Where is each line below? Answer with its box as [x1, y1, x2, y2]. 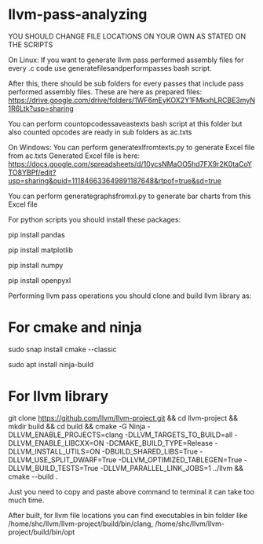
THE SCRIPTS [8, 39, 53, 49]
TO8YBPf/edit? [8, 167, 57, 177]
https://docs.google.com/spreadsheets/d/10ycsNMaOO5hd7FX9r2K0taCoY [8, 159, 253, 168]
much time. [8, 495, 45, 505]
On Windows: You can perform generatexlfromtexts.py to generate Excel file [8, 142, 255, 152]
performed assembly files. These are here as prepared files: [8, 86, 203, 96]
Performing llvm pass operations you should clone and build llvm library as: [8, 291, 252, 300]
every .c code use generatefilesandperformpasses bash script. [8, 63, 212, 72]
